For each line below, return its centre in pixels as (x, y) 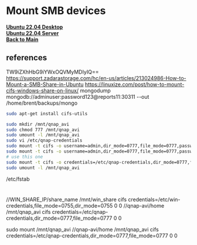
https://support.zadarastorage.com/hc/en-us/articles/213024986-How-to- (96, 78)
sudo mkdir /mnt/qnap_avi (38, 124)
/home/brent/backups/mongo (42, 103)
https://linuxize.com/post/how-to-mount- (135, 84)
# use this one (25, 157)
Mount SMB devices (56, 11)
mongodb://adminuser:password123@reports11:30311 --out (78, 96)
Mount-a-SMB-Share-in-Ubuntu (45, 84)
